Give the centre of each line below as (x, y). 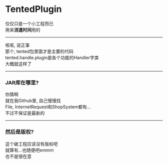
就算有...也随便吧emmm (29, 150)
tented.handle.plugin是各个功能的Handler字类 (52, 57)
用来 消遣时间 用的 (23, 30)
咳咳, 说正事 (17, 45)
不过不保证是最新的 (25, 113)
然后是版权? (19, 132)
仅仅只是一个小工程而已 (29, 23)
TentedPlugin (33, 9)
